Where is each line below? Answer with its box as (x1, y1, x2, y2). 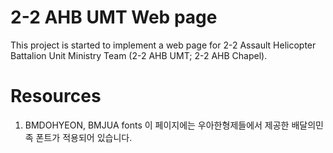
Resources (10, 85, 102, 108)
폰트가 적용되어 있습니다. (35, 131, 133, 143)
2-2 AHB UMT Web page (10, 6, 218, 29)
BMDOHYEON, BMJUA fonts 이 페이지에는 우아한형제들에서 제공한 (24, 119, 290, 131)
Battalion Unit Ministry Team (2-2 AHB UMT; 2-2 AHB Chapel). (10, 49, 268, 61)
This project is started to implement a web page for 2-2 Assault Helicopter (10, 39, 317, 51)
